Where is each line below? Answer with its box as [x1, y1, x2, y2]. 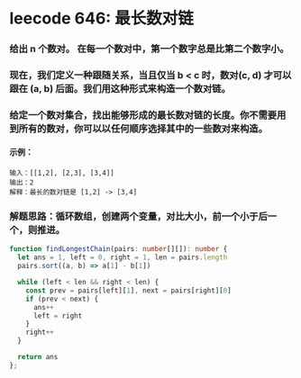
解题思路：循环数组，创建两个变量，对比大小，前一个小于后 [9, 211, 269, 223]
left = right [32, 311, 83, 320]
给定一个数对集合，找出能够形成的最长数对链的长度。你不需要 [9, 109, 278, 121]
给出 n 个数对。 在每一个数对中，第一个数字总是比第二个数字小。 [9, 42, 290, 55]
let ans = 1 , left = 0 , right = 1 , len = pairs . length [17, 253, 228, 262]
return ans [17, 353, 59, 362]
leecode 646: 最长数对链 [9, 8, 194, 29]
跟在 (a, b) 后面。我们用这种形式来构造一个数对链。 [9, 83, 232, 95]
